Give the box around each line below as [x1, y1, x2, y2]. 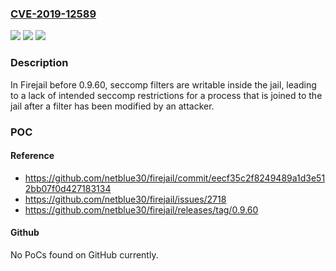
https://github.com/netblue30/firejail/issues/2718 [24, 193, 227, 205]
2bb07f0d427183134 [24, 182, 112, 194]
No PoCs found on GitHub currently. [10, 248, 159, 261]
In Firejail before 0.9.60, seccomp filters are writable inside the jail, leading [10, 78, 317, 91]
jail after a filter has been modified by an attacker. [10, 100, 215, 112]
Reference [10, 150, 55, 162]
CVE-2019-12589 [10, 7, 97, 21]
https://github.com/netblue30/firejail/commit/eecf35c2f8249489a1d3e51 [24, 172, 326, 184]
